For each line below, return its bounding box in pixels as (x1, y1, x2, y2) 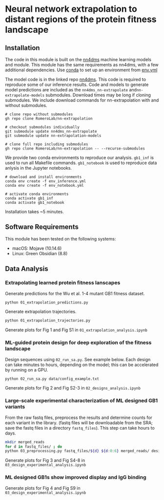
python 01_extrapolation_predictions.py (5, 300, 89, 305)
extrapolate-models (5, 93, 45, 98)
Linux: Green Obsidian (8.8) (12, 250, 68, 256)
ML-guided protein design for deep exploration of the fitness (5, 339, 152, 346)
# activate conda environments (5, 192, 69, 196)
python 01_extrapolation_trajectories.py (5, 318, 91, 323)
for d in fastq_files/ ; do (5, 444, 62, 449)
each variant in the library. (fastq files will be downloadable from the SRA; (5, 419, 153, 426)
